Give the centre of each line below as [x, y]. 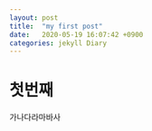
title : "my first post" [56, 26]
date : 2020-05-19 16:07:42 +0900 [76, 34]
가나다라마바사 [35, 117]
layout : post [34, 18]
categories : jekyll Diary [58, 43]
